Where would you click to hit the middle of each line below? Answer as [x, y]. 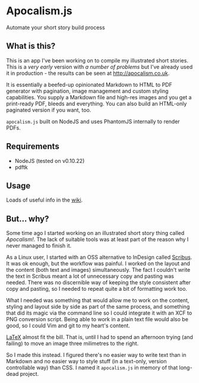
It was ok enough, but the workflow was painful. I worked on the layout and [98, 263]
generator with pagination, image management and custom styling [87, 91]
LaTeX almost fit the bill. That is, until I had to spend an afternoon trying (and [99, 337]
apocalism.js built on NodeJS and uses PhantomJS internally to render [93, 121]
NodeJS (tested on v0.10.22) [50, 161]
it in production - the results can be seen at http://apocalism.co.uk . [88, 73]
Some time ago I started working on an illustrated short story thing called [95, 233]
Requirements [33, 147]
